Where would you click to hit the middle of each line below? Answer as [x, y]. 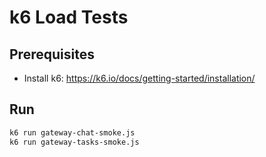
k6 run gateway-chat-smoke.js [72, 132]
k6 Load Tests [69, 17]
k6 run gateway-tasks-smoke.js [74, 142]
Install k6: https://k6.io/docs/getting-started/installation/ [139, 78]
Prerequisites [52, 54]
